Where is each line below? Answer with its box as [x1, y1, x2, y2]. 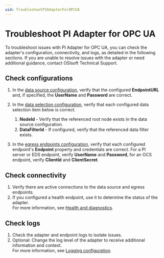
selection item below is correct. [12, 107, 76, 113]
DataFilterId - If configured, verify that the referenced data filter [19, 127, 149, 132]
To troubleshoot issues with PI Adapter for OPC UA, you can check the [5, 44, 147, 50]
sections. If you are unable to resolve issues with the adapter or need [5, 55, 145, 61]
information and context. [12, 242, 62, 248]
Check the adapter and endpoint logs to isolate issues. [12, 232, 122, 237]
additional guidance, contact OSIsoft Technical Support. [5, 60, 118, 66]
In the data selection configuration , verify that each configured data [12, 102, 149, 107]
